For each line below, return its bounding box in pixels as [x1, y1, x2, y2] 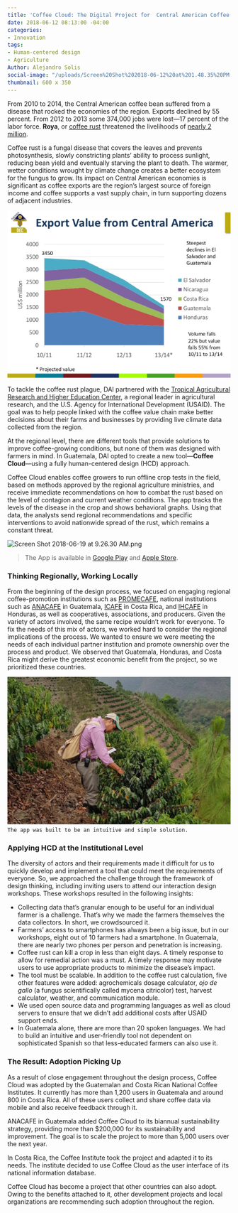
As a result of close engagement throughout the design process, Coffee [7, 1073, 217, 1082]
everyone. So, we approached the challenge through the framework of [7, 874, 213, 883]
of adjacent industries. [7, 196, 73, 205]
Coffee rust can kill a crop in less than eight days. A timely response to [17, 949, 224, 957]
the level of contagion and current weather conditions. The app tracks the [7, 495, 223, 504]
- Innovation [7, 34, 46, 41]
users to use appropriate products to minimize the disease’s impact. [17, 964, 216, 972]
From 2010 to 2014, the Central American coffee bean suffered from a [7, 99, 211, 108]
